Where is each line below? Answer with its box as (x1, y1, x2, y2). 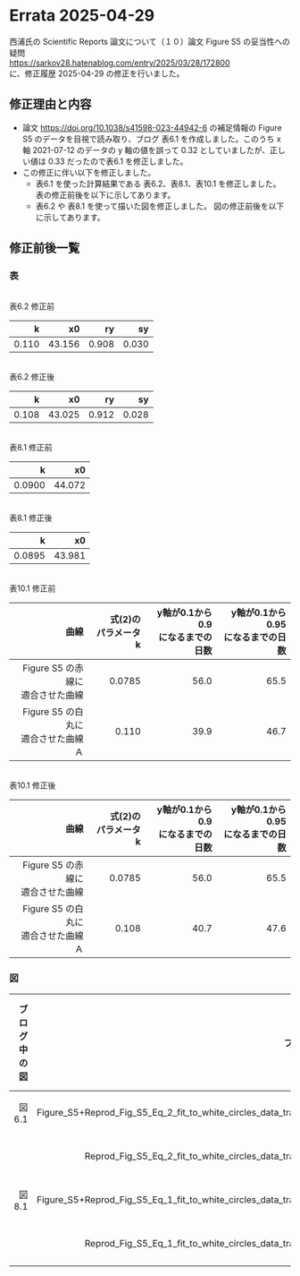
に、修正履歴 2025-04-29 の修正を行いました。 (9, 68, 185, 79)
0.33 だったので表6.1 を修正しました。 (47, 156, 188, 167)
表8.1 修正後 (9, 512, 53, 524)
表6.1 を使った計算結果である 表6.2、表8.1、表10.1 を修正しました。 (35, 178, 281, 189)
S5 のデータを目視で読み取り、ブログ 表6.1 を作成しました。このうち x (21, 133, 281, 144)
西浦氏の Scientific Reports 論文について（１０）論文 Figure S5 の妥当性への (9, 36, 290, 47)
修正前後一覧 (9, 241, 80, 256)
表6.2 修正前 (9, 301, 55, 312)
